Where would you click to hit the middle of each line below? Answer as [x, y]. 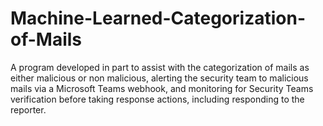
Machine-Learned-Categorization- [158, 18]
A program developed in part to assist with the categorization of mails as [160, 67]
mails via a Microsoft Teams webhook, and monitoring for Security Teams [162, 88]
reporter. [28, 109]
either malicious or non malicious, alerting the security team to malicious [159, 78]
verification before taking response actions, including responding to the [157, 99]
